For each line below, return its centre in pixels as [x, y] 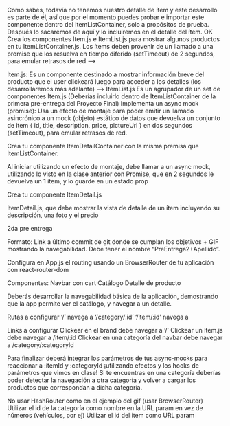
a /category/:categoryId [41, 345]
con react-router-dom [38, 270]
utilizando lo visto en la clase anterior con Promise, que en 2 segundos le [111, 174]
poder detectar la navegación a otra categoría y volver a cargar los [102, 380]
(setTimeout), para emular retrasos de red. [67, 133]
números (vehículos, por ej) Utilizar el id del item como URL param [101, 415]
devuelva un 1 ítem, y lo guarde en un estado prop [78, 181]
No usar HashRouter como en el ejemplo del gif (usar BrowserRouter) [105, 401]
